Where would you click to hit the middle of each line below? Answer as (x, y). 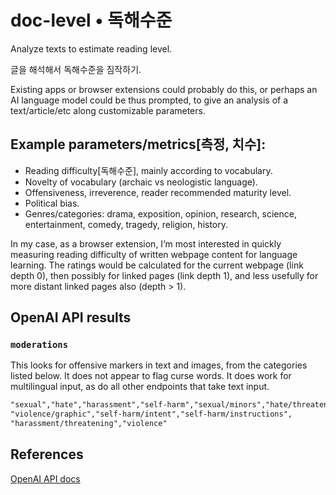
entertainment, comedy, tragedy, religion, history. (126, 224)
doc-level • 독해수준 (91, 20)
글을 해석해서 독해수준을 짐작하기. (76, 69)
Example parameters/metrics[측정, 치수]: (138, 144)
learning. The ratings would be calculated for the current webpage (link (157, 265)
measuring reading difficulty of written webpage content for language (154, 254)
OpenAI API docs (45, 478)
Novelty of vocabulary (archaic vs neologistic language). (141, 182)
